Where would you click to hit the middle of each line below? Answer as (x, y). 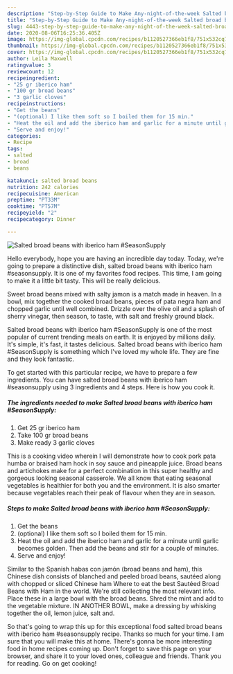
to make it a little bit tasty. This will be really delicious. (84, 281)
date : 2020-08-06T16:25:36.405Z (54, 33)
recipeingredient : (34, 78)
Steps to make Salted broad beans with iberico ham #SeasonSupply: (109, 508)
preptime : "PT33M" (34, 200)
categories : (24, 136)
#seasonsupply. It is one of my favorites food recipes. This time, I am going (114, 273)
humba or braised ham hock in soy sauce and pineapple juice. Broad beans (115, 463)
